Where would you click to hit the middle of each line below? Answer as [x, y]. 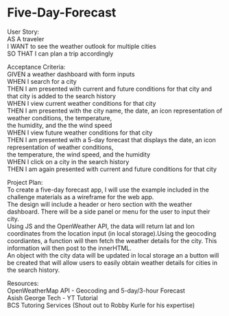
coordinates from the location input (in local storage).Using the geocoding [112, 233]
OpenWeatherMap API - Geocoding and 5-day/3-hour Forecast [96, 291]
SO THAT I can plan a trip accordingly [60, 54]
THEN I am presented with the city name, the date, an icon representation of [115, 111]
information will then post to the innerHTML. [70, 248]
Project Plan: [25, 182]
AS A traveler [26, 38]
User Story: [23, 32]
